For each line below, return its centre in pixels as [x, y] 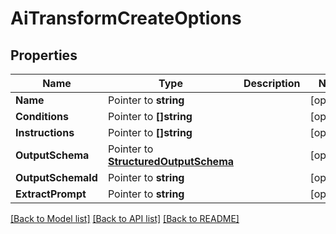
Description [272, 83]
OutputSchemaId [56, 177]
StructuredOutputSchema [171, 161]
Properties [44, 55]
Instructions [45, 132]
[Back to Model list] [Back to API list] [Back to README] [125, 218]
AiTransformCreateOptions [126, 18]
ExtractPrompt [51, 194]
